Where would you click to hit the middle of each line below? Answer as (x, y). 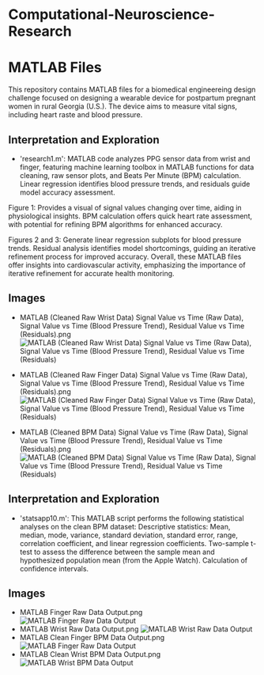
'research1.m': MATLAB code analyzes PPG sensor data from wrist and (135, 158)
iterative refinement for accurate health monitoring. (92, 273)
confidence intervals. (54, 568)
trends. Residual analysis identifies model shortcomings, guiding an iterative (132, 248)
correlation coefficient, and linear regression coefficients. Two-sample (134, 543)
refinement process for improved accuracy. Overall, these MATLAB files (125, 256)
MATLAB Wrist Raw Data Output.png (79, 629)
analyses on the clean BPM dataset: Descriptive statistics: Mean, (125, 526)
